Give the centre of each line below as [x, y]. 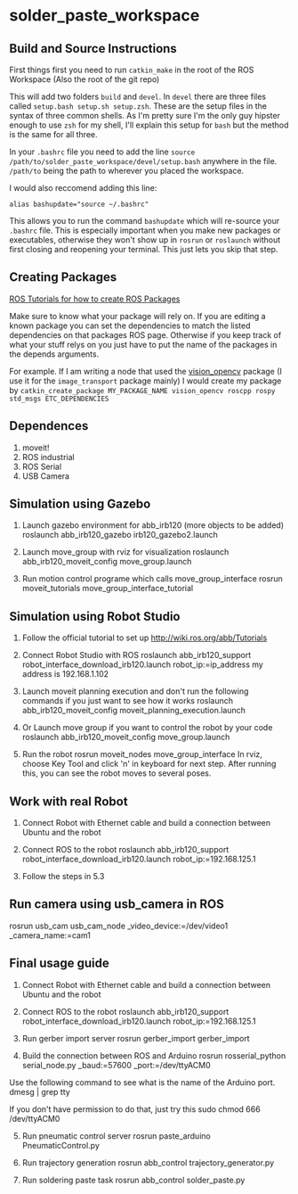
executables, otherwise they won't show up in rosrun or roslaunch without [145, 240]
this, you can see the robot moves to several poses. [117, 773]
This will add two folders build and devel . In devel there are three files [138, 96]
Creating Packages [63, 277]
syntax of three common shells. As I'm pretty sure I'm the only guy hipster [145, 115]
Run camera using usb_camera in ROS [117, 905]
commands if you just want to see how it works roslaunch [128, 701]
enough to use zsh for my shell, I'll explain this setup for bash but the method [149, 125]
